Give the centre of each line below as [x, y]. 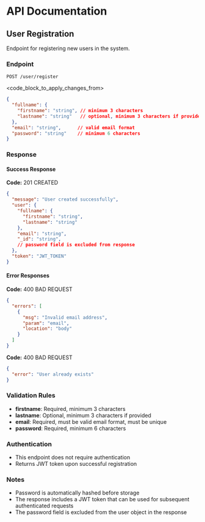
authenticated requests [44, 506]
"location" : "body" [47, 329]
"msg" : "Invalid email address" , [65, 317]
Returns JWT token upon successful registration [76, 464]
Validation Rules [31, 396]
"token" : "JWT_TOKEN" [39, 256]
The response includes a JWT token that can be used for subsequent [102, 499]
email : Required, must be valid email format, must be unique [91, 421]
